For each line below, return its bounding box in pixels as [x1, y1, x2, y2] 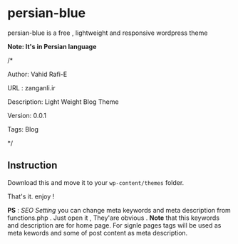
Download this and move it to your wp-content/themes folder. [7, 178, 185, 186]
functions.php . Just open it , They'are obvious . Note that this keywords [7, 213, 219, 222]
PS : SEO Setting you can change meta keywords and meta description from [7, 206, 232, 214]
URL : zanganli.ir [7, 83, 56, 92]
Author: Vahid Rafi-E [7, 70, 68, 78]
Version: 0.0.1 [7, 111, 46, 120]
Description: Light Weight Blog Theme [7, 97, 119, 106]
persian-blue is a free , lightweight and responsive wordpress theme [7, 28, 208, 37]
